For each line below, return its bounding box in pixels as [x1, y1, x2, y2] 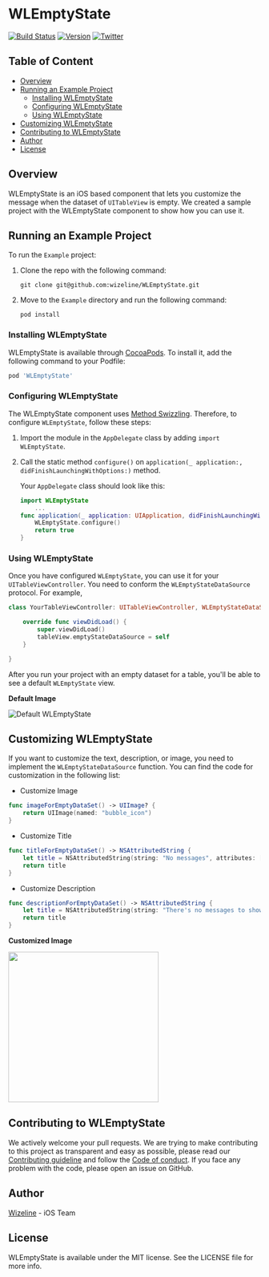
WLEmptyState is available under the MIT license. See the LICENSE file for [8, 1252, 254, 1262]
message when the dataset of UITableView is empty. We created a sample [8, 197, 251, 207]
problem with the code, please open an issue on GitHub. [8, 1163, 194, 1173]
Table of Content [8, 55, 94, 68]
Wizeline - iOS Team [8, 1208, 76, 1218]
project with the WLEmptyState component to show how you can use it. [8, 205, 245, 215]
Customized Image [8, 936, 73, 946]
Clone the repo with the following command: [19, 266, 167, 275]
